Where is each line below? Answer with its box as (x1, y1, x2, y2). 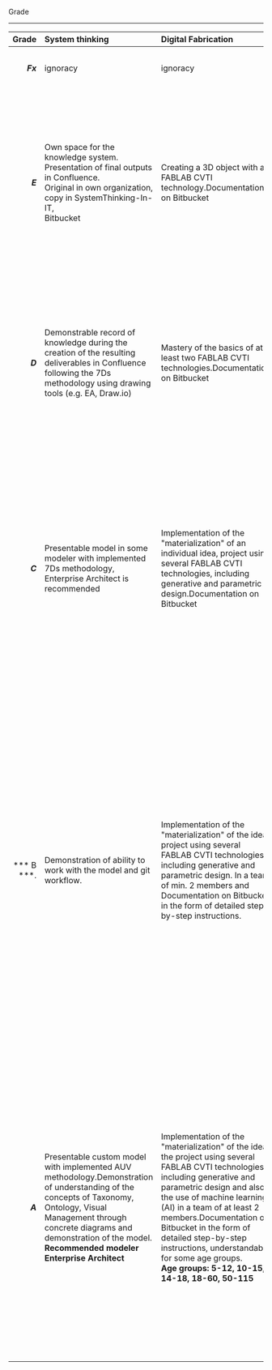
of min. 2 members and (160, 880, 249, 890)
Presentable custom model (44, 1151, 147, 1162)
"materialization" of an (160, 538, 247, 548)
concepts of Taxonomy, (44, 1192, 134, 1202)
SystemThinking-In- (74, 192, 153, 203)
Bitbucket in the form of (160, 1223, 251, 1233)
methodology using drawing (44, 378, 151, 388)
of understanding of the (44, 1182, 135, 1193)
